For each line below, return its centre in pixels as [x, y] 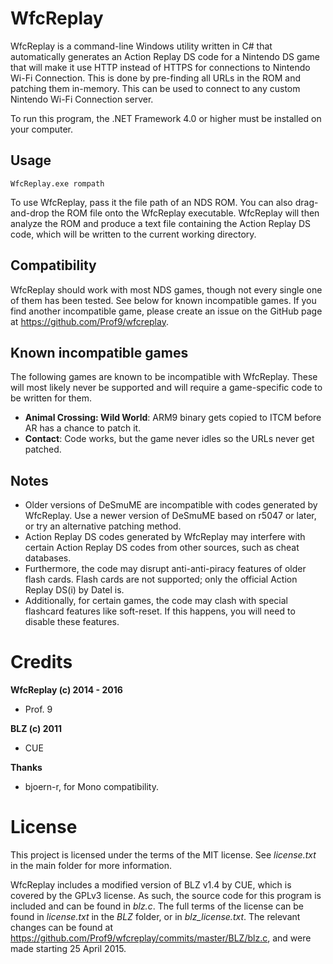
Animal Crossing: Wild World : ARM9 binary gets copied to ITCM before [173, 418]
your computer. [42, 129]
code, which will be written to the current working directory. [133, 234]
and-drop [30, 213]
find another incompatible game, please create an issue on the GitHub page [166, 311]
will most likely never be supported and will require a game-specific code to [166, 388]
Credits [41, 662]
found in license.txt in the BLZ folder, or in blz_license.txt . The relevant [155, 917]
